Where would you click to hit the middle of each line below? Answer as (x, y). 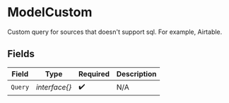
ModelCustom (50, 12)
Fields (21, 54)
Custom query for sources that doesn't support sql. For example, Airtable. (115, 32)
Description (136, 73)
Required (94, 73)
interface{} (54, 87)
